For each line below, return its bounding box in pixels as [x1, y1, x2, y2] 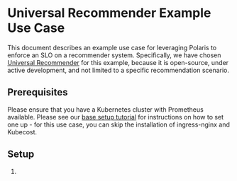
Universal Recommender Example [7, 5, 211, 21]
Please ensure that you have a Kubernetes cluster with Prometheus [7, 105, 204, 114]
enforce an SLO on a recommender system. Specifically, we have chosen [7, 51, 221, 59]
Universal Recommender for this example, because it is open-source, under [7, 58, 229, 66]
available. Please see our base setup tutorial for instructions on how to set [7, 112, 224, 121]
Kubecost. [7, 127, 38, 136]
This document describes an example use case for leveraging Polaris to [7, 43, 217, 52]
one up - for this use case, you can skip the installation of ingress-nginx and [7, 120, 231, 129]
